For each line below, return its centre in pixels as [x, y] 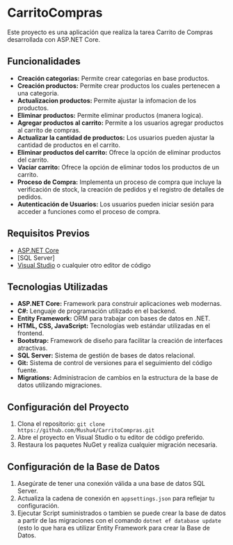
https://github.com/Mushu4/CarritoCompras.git [86, 431]
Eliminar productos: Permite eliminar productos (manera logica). [110, 115]
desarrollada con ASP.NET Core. [54, 39]
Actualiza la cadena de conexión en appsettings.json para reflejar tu [116, 498]
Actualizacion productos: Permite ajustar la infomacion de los [107, 100]
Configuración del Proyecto [68, 407]
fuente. [27, 370]
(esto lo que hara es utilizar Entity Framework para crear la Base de [113, 528]
